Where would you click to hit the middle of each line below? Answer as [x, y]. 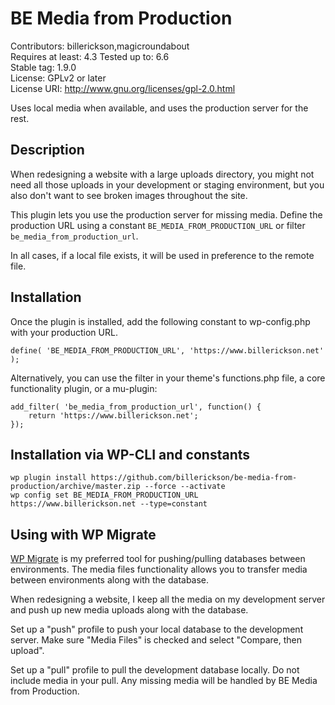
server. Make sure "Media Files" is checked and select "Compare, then [156, 640]
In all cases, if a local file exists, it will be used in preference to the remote [162, 255]
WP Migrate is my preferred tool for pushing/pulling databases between [158, 559]
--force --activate [185, 487]
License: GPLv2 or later [58, 78]
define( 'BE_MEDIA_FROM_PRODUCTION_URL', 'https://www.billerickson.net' [167, 350]
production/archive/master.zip [75, 487]
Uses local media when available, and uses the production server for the [159, 108]
